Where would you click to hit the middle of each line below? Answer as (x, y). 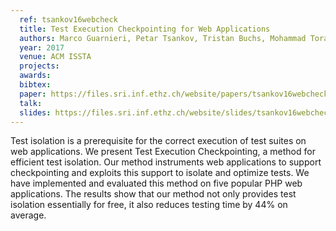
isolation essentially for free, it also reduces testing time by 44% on (149, 205)
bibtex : (35, 85)
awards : (35, 76)
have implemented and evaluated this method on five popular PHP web (156, 183)
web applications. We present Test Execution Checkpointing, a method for (163, 152)
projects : (39, 66)
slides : (35, 112)
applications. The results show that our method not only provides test (153, 194)
